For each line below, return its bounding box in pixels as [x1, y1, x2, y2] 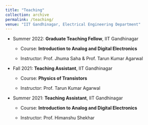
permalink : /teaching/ [5, 17, 54, 22]
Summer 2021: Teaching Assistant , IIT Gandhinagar [12, 95, 123, 101]
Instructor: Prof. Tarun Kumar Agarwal [20, 85, 101, 91]
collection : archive [5, 12, 50, 17]
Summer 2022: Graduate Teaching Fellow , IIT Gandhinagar [12, 36, 139, 42]
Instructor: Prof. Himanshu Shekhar [20, 115, 95, 121]
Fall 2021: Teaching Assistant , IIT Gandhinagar [12, 65, 113, 71]
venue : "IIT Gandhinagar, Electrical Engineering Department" [5, 21, 141, 27]
